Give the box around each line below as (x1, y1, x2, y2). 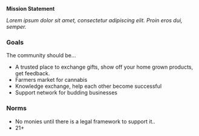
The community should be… (6, 52, 77, 59)
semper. (6, 23, 27, 30)
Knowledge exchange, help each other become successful (15, 82, 162, 90)
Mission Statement (6, 5, 55, 12)
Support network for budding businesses (15, 89, 118, 96)
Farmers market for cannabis (15, 76, 88, 84)
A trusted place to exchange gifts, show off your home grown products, (15, 63, 194, 71)
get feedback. (15, 70, 50, 77)
